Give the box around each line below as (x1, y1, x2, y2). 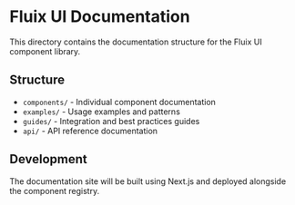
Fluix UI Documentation (9, 6, 190, 27)
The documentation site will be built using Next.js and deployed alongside (9, 175, 287, 187)
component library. (9, 45, 81, 56)
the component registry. (9, 185, 100, 196)
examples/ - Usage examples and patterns (22, 106, 180, 117)
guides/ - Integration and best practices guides (22, 115, 200, 126)
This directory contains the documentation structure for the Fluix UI (9, 36, 262, 47)
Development (9, 151, 88, 167)
